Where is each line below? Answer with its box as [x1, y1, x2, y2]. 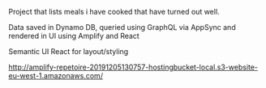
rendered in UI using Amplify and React [8, 31, 139, 40]
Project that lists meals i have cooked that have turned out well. [8, 7, 221, 16]
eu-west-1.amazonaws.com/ [8, 71, 104, 80]
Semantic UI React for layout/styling [8, 47, 129, 56]
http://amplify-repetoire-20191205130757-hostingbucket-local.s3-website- [8, 62, 258, 72]
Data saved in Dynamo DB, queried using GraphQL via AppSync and [8, 23, 237, 31]
